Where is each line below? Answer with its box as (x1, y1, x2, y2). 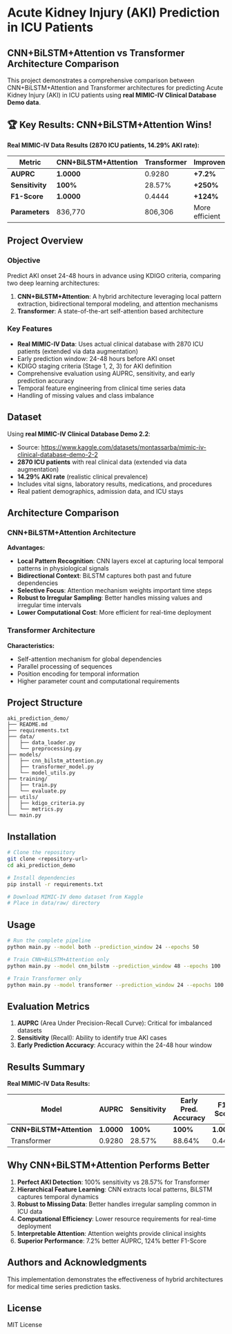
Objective (7, 256, 41, 266)
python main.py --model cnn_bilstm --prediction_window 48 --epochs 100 (7, 963, 221, 970)
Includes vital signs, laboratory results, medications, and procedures (17, 479, 213, 488)
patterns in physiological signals (17, 564, 109, 573)
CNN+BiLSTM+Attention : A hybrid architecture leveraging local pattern (17, 292, 222, 300)
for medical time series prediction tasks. (7, 1282, 122, 1290)
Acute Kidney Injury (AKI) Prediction (7, 5, 220, 21)
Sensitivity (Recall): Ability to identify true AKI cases (17, 1034, 167, 1042)
